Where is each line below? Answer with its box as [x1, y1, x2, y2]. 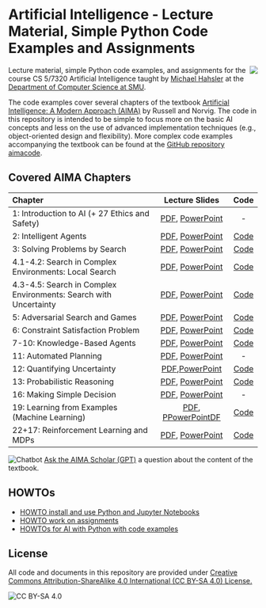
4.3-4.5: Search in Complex [12, 279, 117, 290]
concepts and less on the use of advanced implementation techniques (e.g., [8, 123, 256, 132]
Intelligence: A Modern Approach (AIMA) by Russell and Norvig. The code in [8, 105, 257, 116]
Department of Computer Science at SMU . [8, 82, 146, 92]
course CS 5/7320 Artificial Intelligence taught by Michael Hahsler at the [8, 74, 244, 83]
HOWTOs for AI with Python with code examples [19, 524, 179, 534]
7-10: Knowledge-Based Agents [12, 337, 136, 348]
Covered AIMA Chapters [8, 171, 131, 184]
